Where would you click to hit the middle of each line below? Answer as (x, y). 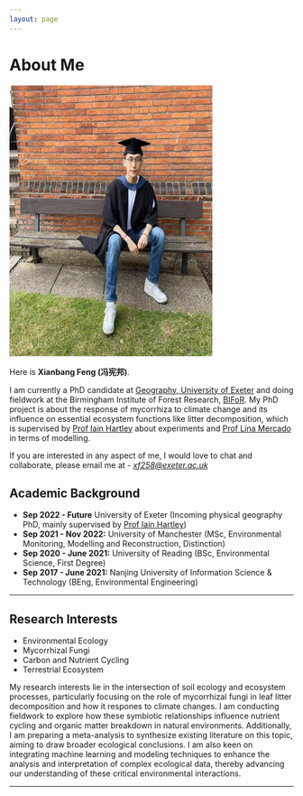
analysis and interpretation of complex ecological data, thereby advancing (147, 764)
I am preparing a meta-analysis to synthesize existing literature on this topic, (151, 735)
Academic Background (75, 493)
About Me (47, 65)
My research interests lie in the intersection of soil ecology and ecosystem (147, 688)
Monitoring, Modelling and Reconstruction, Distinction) (124, 544)
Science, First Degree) (64, 563)
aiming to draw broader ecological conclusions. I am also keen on (131, 744)
